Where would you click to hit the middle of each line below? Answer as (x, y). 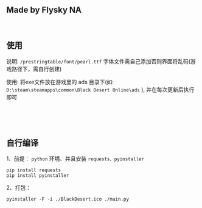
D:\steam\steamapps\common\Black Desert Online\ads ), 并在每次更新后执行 (100, 89)
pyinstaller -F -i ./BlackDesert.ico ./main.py (68, 199)
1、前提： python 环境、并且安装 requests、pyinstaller (75, 159)
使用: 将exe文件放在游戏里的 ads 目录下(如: (60, 82)
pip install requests (34, 170)
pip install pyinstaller (38, 176)
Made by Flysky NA (44, 10)
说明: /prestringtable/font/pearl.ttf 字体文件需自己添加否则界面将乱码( (98, 61)
